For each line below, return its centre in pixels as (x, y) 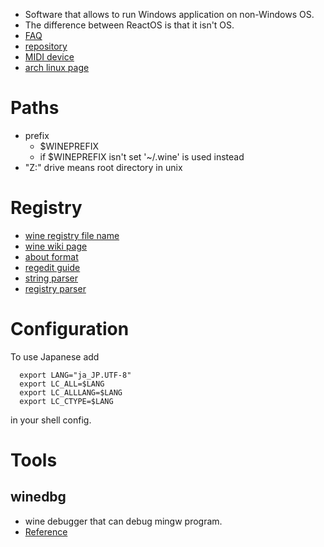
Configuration (70, 329)
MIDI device (49, 57)
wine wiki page (56, 246)
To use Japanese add (55, 356)
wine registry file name (72, 235)
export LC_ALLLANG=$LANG (71, 392)
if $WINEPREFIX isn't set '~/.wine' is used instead (142, 156)
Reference (46, 531)
